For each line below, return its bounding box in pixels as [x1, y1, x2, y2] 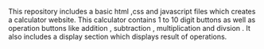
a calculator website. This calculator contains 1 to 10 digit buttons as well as [8, 15, 256, 24]
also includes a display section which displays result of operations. [8, 32, 227, 41]
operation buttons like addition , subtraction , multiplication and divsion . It [8, 24, 250, 32]
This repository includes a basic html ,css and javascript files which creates [8, 7, 256, 16]
